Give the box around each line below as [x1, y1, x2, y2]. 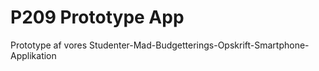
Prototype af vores [10, 39, 88, 51]
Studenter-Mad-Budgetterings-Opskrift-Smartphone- [89, 39, 310, 51]
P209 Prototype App [10, 6, 185, 29]
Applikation [10, 49, 57, 61]
